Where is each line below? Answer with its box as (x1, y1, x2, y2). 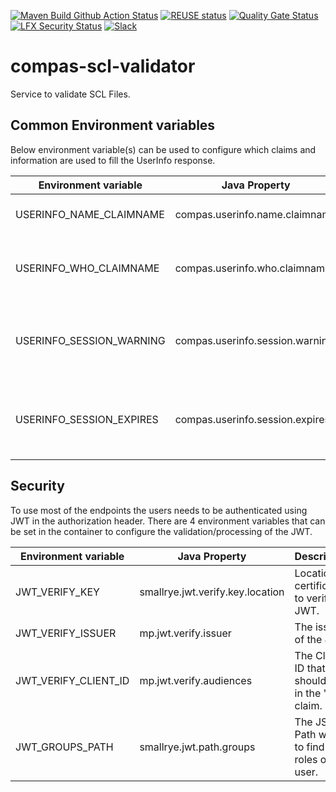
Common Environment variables (10, 117, 216, 134)
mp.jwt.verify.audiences (139, 673, 253, 687)
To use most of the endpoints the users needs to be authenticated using (10, 504, 308, 516)
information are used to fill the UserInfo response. (10, 154, 216, 166)
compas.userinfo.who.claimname (174, 261, 332, 275)
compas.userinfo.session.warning (174, 333, 334, 347)
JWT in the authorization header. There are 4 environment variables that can (10, 515, 326, 527)
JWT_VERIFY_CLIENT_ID (15, 673, 130, 687)
